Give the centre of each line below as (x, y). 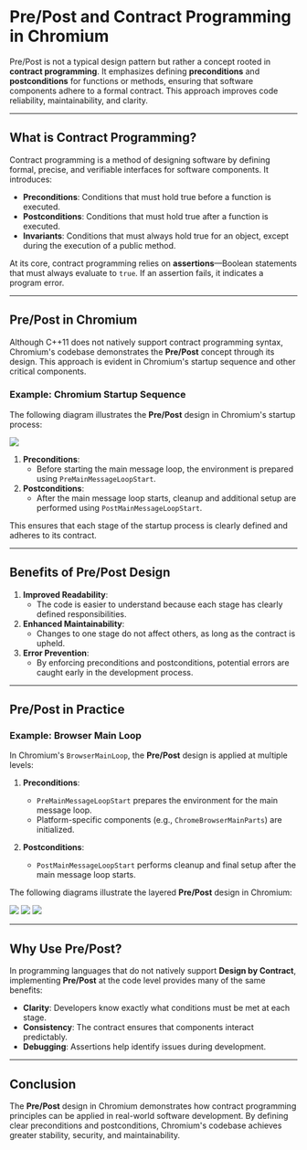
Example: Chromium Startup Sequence (98, 395)
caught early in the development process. (115, 672)
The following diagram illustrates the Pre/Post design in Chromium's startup (153, 414)
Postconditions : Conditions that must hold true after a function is (145, 216)
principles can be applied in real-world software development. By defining (149, 1115)
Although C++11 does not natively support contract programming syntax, (146, 342)
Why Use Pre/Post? (66, 948)
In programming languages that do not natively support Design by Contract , (153, 971)
